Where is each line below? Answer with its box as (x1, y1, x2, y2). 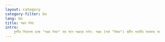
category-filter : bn (5, 12, 48, 16)
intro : (5, 25, 19, 30)
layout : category (5, 7, 41, 12)
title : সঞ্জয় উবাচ (5, 20, 34, 26)
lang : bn (5, 16, 23, 21)
